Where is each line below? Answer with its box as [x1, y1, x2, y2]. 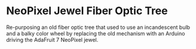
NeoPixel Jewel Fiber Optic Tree [6, 4, 169, 18]
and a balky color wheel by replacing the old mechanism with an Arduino [6, 30, 185, 37]
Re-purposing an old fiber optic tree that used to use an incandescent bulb [6, 24, 190, 31]
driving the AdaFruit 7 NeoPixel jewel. [6, 36, 99, 43]
